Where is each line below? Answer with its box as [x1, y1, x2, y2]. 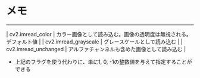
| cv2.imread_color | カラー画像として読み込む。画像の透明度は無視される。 [6, 30, 192, 38]
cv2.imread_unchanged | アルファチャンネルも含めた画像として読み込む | [6, 45, 186, 52]
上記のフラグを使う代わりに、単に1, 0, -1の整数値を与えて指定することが [14, 58, 192, 65]
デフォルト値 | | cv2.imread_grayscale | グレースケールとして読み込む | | [6, 38, 183, 45]
